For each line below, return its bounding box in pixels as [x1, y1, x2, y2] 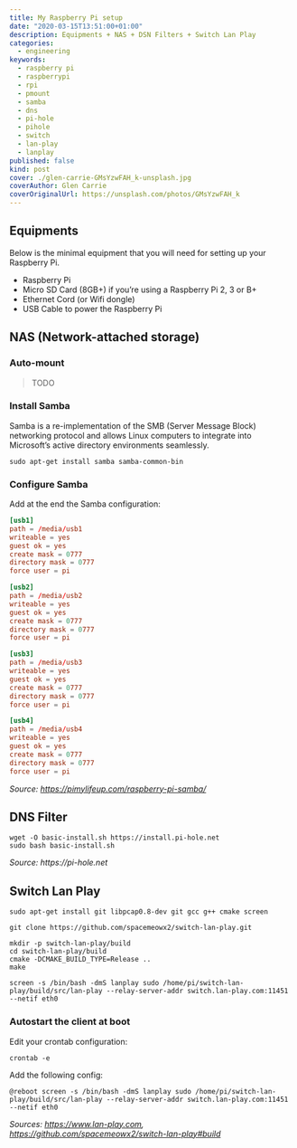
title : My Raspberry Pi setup [9, 13, 124, 23]
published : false [9, 156, 75, 166]
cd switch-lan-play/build [9, 947, 107, 956]
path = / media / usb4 [9, 725, 83, 734]
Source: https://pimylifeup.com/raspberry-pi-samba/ [9, 783, 207, 794]
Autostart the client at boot [9, 1015, 131, 1028]
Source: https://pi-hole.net [9, 857, 108, 868]
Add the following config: [9, 1069, 104, 1080]
